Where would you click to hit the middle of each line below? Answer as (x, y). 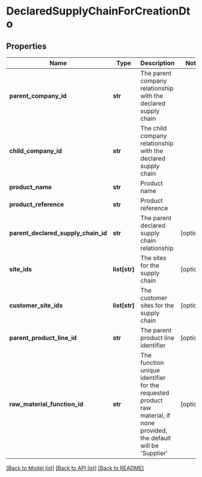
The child (154, 128)
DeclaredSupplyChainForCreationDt (98, 11)
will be (150, 446)
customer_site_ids (36, 305)
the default (156, 438)
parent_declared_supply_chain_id (58, 233)
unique (150, 370)
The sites (153, 258)
